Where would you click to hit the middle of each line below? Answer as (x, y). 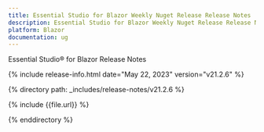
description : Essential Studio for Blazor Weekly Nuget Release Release (130, 23)
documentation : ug (38, 37)
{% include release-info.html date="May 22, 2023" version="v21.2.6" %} (126, 74)
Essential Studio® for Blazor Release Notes (77, 59)
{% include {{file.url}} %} (49, 105)
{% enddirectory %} (40, 120)
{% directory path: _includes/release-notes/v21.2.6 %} (96, 90)
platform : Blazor (37, 30)
